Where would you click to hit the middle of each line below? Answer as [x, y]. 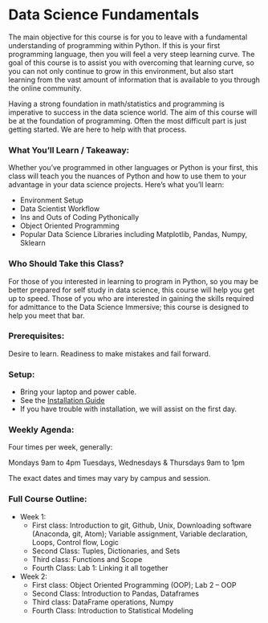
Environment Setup [52, 200]
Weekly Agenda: [41, 430]
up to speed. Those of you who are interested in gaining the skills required [131, 298]
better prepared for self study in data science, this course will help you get [132, 290]
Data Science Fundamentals [104, 15]
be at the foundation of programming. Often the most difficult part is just [128, 120]
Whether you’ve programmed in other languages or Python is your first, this [133, 168]
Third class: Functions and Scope [87, 559]
